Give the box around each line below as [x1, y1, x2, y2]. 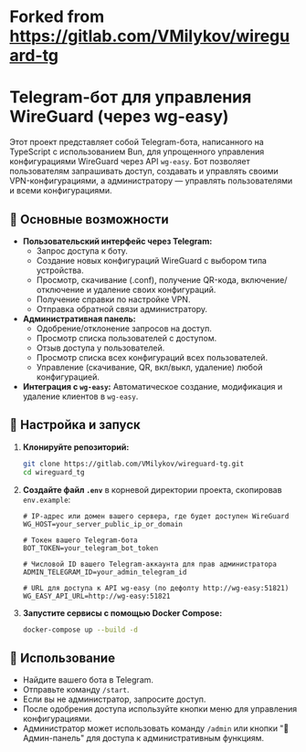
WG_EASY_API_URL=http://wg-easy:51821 [22, 591, 171, 601]
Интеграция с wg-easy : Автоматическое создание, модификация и [22, 381, 283, 392]
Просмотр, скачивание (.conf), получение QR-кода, [36, 274, 239, 285]
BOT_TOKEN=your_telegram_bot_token [22, 543, 159, 553]
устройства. [36, 265, 84, 276]
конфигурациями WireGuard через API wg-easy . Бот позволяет [9, 156, 250, 167]
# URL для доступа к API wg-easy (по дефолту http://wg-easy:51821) [22, 583, 290, 592]
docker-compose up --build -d [22, 625, 139, 634]
